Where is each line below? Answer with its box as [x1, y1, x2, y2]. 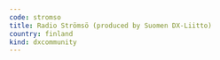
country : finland [9, 29, 74, 38]
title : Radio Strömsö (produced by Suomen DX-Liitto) [9, 21, 213, 30]
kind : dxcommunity [9, 37, 77, 47]
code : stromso [9, 12, 62, 22]
